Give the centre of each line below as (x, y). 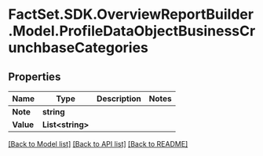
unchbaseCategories (79, 48)
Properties (35, 76)
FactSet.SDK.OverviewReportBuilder (131, 15)
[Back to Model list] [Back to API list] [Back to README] (98, 144)
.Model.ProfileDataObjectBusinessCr (132, 31)
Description (119, 98)
